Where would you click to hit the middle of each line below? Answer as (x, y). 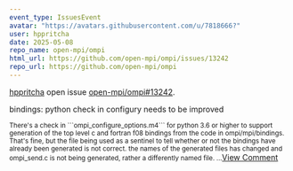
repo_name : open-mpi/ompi (57, 51)
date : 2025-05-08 (41, 42)
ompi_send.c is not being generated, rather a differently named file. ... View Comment (144, 157)
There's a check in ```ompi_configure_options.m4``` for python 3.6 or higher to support (141, 125)
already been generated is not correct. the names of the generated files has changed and (146, 148)
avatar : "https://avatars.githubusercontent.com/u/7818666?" (125, 26)
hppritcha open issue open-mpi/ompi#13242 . (92, 92)
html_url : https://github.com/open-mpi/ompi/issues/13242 (119, 58)
